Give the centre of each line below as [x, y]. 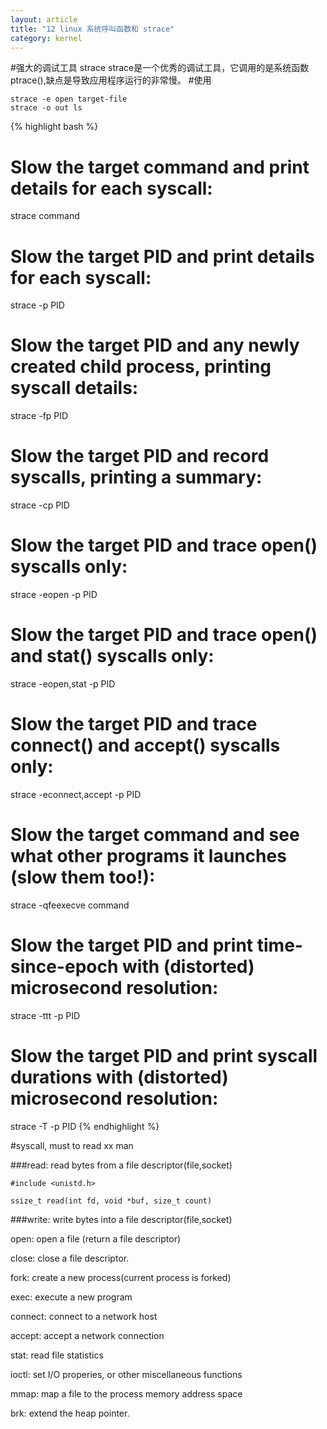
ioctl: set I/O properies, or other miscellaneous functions [126, 1374]
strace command [45, 216]
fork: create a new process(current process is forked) [121, 1277]
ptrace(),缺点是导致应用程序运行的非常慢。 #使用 [111, 80]
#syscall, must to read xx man [72, 1145]
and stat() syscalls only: [112, 656]
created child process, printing [141, 367]
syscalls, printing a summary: [136, 477]
